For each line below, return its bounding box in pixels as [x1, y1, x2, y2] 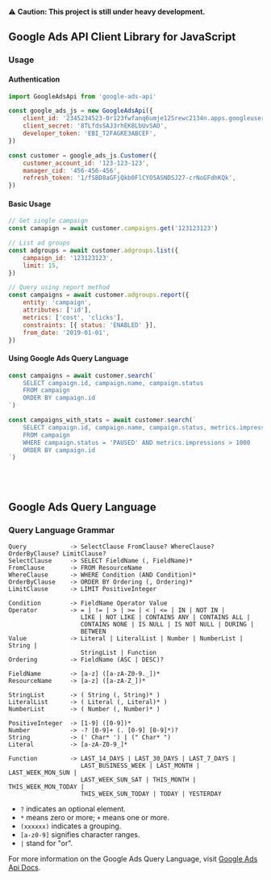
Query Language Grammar [8, 524, 115, 535]
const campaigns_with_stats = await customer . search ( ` [8, 416, 197, 425]
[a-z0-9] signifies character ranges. [19, 829, 140, 839]
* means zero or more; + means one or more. [19, 812, 170, 822]
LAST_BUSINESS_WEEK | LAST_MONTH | [80, 761, 200, 769]
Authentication [8, 74, 60, 84]
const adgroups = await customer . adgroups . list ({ [8, 246, 179, 254]
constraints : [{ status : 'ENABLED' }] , [23, 321, 157, 329]
